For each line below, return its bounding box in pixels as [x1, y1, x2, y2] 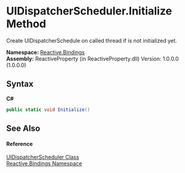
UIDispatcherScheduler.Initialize [6, 4, 172, 18]
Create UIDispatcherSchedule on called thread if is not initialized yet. [6, 37, 177, 44]
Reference [6, 140, 33, 147]
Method [6, 17, 46, 31]
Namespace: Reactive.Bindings [6, 48, 85, 55]
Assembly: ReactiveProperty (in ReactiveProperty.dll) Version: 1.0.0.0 [6, 55, 179, 62]
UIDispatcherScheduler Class [6, 154, 80, 161]
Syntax [6, 79, 34, 89]
